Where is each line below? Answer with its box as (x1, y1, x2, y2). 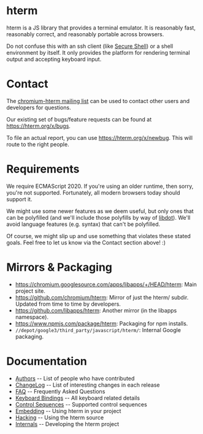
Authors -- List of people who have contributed (15, 374, 135, 382)
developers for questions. (6, 104, 72, 111)
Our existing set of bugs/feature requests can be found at (6, 115, 152, 123)
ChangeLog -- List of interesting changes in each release (15, 381, 160, 389)
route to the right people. (6, 141, 69, 148)
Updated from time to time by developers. (15, 300, 121, 308)
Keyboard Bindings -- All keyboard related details (15, 394, 140, 401)
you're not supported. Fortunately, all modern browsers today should (6, 188, 180, 196)
